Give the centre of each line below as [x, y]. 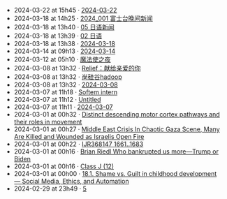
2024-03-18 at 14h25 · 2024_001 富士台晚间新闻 [83, 18]
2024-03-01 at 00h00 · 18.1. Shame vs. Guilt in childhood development [115, 174]
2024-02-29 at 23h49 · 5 [50, 189]
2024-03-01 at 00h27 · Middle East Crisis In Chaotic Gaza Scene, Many [117, 129]
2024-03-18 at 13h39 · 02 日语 [58, 36]
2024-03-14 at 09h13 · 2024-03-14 [65, 51]
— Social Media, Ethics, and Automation [71, 181]
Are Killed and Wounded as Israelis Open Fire [79, 137]
